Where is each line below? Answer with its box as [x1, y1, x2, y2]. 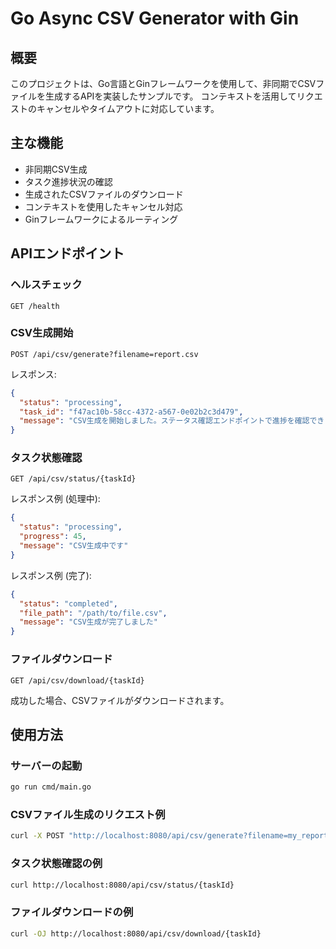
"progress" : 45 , [19, 532, 87, 542]
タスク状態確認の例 [10, 857, 103, 871]
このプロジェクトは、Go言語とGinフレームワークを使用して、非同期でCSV [10, 78, 317, 89]
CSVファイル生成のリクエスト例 [10, 808, 166, 821]
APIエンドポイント [10, 245, 125, 262]
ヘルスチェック [10, 278, 83, 292]
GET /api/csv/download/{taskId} [10, 675, 145, 686]
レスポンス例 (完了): [10, 569, 92, 581]
